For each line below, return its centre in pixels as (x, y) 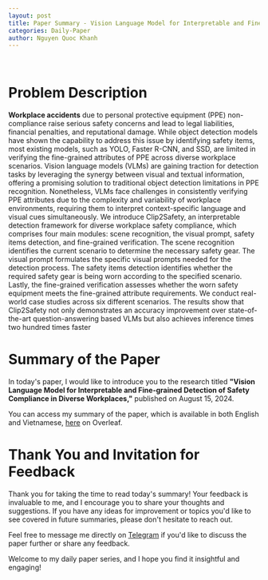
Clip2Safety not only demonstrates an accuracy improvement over (117, 310)
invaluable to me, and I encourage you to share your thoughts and (116, 503)
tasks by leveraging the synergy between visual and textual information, (126, 175)
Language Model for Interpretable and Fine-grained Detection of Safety (129, 390)
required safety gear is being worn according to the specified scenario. (125, 276)
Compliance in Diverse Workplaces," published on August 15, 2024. (121, 399)
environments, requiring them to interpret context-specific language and (127, 209)
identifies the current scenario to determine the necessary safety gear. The (132, 251)
